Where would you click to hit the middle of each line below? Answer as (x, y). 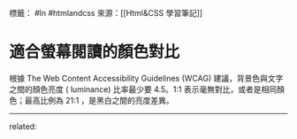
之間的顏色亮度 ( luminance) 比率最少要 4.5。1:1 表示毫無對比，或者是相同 (143, 89)
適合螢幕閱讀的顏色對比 (95, 52)
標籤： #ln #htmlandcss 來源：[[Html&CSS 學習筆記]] (106, 13)
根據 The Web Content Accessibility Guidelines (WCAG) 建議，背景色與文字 (146, 78)
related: (23, 126)
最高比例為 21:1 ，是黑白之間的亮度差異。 (99, 100)
